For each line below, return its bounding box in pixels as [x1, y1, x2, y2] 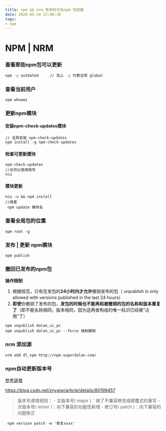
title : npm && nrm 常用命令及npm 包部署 [5, 7, 84, 12]
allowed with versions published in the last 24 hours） [12, 294, 123, 300]
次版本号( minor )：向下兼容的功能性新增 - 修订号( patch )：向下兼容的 [17, 404, 162, 410]
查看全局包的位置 [5, 217, 46, 224]
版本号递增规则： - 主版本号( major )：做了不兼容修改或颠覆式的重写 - [17, 397, 160, 404]
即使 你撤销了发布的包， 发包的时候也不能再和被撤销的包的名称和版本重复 [12, 301, 161, 307]
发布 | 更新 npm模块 [5, 241, 53, 248]
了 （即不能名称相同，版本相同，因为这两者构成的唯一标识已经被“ [12, 307, 145, 313]
